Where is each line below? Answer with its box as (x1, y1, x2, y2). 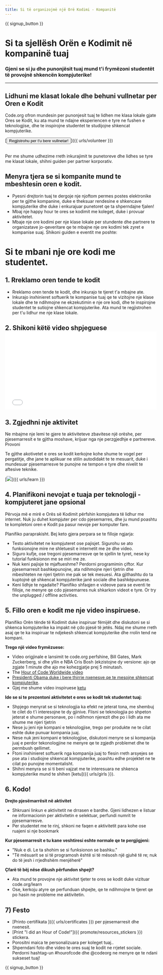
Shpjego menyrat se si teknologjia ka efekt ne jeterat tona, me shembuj (12, 703, 154, 709)
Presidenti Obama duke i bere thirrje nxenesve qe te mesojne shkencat (12, 674, 154, 680)
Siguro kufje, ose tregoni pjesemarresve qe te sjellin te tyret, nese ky (12, 550, 149, 556)
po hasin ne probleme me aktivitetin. (12, 892, 85, 897)
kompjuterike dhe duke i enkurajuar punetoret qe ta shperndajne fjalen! (12, 203, 154, 209)
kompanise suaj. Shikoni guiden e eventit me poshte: (12, 229, 117, 235)
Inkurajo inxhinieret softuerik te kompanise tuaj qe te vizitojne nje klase (12, 294, 154, 300)
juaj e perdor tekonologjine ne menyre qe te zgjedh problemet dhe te (12, 740, 149, 746)
